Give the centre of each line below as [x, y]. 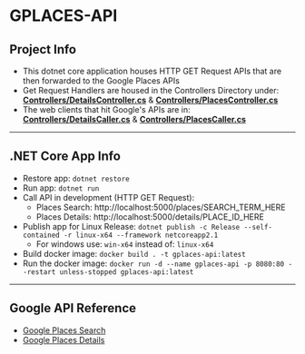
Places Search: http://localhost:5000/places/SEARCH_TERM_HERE [161, 207]
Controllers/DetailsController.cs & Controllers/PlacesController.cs [150, 100]
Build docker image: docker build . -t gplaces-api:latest [134, 253]
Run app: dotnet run [61, 188]
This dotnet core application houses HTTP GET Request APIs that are [152, 71]
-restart [39, 272]
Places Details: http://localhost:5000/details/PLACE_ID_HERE [150, 216]
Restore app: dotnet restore [76, 178]
